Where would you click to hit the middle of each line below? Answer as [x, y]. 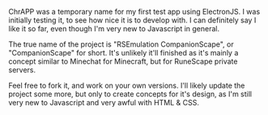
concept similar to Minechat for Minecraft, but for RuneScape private [123, 61]
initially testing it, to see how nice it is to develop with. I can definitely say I [132, 20]
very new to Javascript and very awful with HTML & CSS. [104, 103]
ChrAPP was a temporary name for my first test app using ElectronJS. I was [134, 12]
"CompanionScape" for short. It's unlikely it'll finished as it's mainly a [123, 53]
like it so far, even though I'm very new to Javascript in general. [114, 29]
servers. [22, 70]
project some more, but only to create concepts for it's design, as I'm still [130, 94]
